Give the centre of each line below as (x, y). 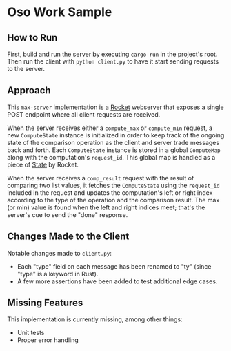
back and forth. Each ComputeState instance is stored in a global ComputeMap (114, 150)
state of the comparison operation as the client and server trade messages (113, 142)
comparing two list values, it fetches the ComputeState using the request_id (113, 185)
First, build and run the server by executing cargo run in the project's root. (112, 54)
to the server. (26, 69)
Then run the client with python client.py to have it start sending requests (113, 61)
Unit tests (31, 333)
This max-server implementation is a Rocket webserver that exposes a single (115, 107)
